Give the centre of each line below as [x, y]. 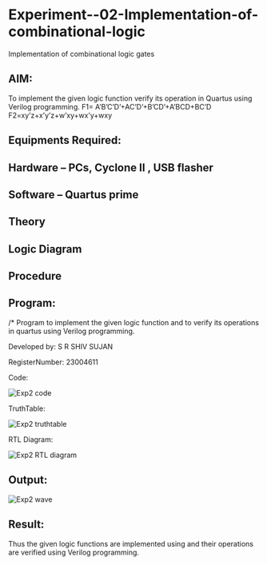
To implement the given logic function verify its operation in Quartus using [130, 98]
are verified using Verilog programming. [74, 552]
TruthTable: [27, 408]
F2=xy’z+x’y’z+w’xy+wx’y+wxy [60, 115]
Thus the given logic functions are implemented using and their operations [131, 543]
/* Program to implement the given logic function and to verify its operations [134, 322]
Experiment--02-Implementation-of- [133, 15]
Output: [28, 480]
